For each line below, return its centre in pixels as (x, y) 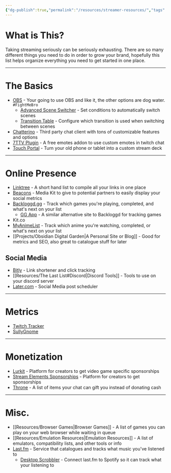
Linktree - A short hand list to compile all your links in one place (79, 188)
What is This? (35, 35)
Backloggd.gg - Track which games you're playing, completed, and (83, 204)
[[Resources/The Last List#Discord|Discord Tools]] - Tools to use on (84, 276)
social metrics (27, 198)
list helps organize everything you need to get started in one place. (76, 60)
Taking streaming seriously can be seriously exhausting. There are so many (84, 50)
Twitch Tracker (28, 326)
